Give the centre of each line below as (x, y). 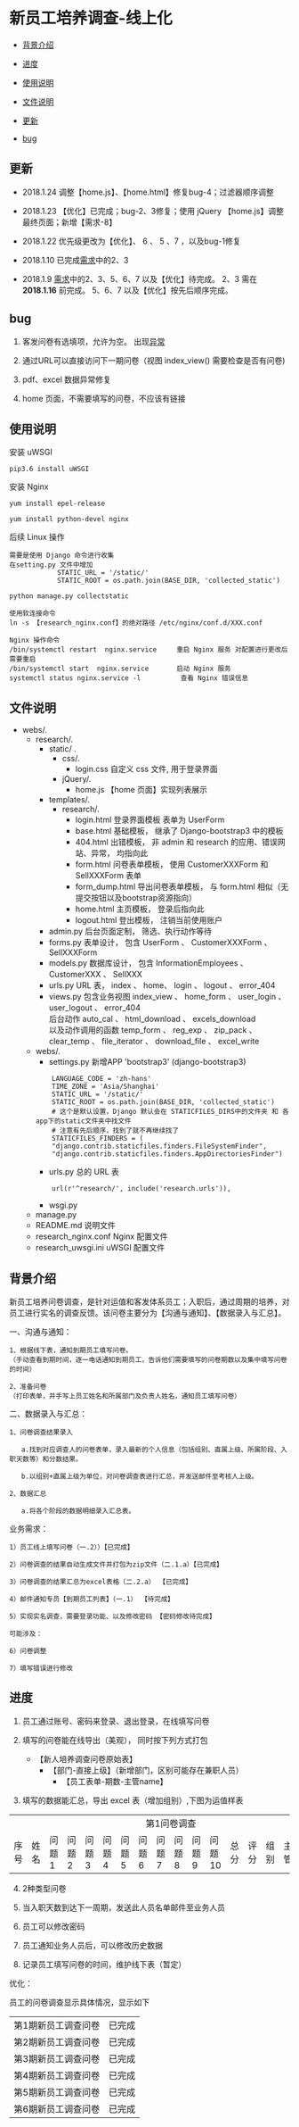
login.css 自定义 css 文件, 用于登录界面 (146, 769)
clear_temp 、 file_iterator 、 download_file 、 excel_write (154, 1042)
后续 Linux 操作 (37, 537)
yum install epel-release (57, 504)
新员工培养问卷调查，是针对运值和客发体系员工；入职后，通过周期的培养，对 (149, 1301)
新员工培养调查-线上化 (91, 18)
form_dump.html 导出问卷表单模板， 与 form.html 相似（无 (182, 887)
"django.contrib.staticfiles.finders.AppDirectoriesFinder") (167, 1154)
